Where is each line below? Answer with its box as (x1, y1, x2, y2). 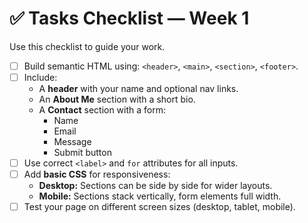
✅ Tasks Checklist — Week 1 (9, 7, 250, 30)
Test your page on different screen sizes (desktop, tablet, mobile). (23, 201, 296, 213)
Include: (23, 72, 58, 83)
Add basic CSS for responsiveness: (23, 168, 171, 181)
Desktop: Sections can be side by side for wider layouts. (38, 180, 273, 192)
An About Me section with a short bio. (38, 93, 196, 106)
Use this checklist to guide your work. (9, 40, 166, 52)
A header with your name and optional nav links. (38, 83, 239, 95)
